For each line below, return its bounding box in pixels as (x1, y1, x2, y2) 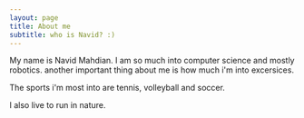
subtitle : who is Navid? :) (9, 30, 116, 39)
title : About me (9, 22, 71, 31)
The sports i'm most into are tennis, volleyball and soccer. (9, 83, 225, 93)
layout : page (9, 13, 59, 23)
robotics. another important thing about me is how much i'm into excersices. (9, 64, 295, 75)
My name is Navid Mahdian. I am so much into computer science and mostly (9, 55, 295, 66)
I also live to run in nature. (9, 100, 106, 111)
